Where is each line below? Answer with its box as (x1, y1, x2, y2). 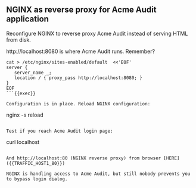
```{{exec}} (6, 90, 36, 96)
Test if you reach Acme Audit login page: (6, 128, 113, 134)
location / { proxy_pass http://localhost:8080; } (14, 74, 143, 81)
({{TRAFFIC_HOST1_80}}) (6, 160, 66, 166)
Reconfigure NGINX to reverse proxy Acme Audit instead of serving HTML (6, 30, 188, 37)
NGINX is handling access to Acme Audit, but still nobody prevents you (6, 171, 191, 177)
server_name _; (14, 70, 52, 76)
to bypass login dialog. (6, 176, 68, 182)
